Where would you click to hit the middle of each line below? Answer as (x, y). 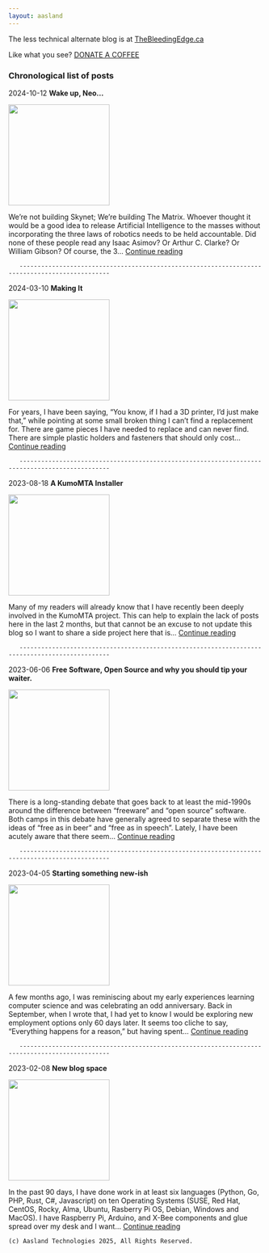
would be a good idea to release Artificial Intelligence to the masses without (134, 225)
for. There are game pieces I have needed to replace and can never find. (129, 428)
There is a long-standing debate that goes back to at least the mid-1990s (130, 802)
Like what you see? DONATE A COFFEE (74, 54)
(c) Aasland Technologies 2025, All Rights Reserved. (101, 1241)
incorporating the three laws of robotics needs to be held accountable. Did (132, 234)
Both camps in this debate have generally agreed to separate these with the (134, 819)
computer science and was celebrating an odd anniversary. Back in (120, 1005)
